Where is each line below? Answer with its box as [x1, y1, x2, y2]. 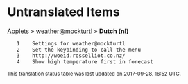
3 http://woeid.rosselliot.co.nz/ [16, 52, 126, 59]
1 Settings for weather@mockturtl [16, 40, 126, 47]
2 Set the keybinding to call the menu [16, 46, 141, 53]
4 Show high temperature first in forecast [16, 58, 154, 65]
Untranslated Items [7, 4, 120, 20]
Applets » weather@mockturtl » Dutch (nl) [7, 27, 129, 35]
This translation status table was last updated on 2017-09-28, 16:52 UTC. [7, 70, 182, 77]
